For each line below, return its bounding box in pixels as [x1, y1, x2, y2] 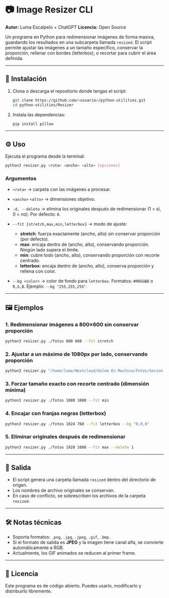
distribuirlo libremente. [5, 588, 52, 594]
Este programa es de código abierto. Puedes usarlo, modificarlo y [5, 583, 142, 589]
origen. [12, 482, 28, 488]
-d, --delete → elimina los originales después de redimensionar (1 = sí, [12, 206, 161, 212]
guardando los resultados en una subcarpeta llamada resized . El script [5, 39, 152, 45]
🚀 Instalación [5, 75, 47, 83]
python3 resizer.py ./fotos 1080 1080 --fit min [5, 398, 109, 403]
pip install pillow [12, 121, 54, 126]
